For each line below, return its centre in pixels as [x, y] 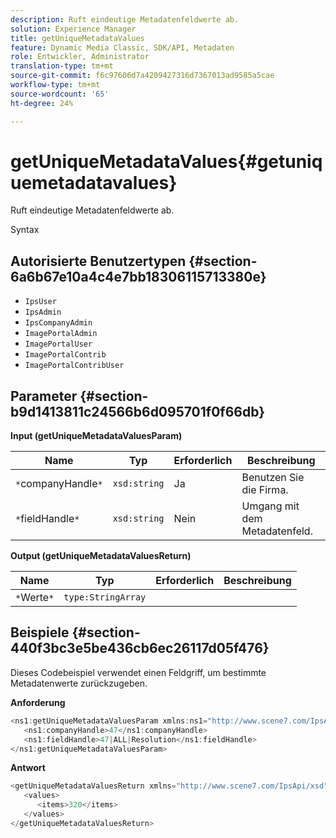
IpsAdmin [43, 312]
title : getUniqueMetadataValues [77, 38]
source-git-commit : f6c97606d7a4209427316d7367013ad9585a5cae [142, 76]
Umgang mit [270, 506]
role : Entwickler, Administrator [80, 57]
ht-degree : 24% [42, 103]
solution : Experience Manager [73, 29]
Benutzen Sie [273, 478]
